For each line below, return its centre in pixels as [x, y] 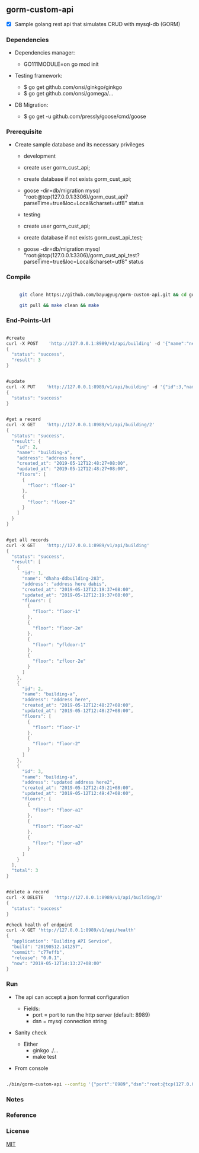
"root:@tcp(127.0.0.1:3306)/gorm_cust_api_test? [82, 255]
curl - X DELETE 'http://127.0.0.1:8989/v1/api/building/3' [84, 898]
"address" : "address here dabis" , [65, 584]
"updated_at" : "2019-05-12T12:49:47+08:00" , [78, 794]
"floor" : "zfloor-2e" [59, 661]
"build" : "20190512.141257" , [47, 947]
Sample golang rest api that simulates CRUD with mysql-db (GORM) [97, 24]
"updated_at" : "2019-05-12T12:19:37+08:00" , [78, 595]
